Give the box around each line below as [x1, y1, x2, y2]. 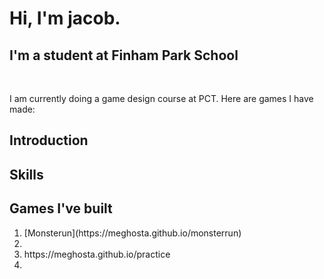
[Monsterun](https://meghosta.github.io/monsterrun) [23, 227, 242, 239]
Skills [9, 166, 44, 183]
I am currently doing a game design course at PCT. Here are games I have [9, 93, 314, 104]
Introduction [9, 132, 89, 149]
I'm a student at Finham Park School [9, 47, 239, 64]
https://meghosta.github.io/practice [23, 248, 171, 260]
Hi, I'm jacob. [9, 7, 121, 30]
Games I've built [9, 200, 113, 217]
